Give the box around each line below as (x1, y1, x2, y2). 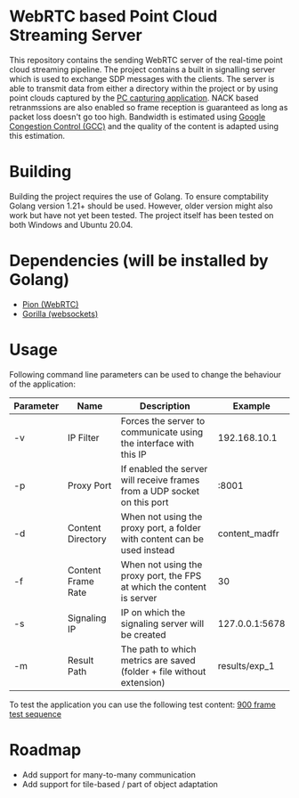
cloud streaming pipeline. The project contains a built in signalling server (9, 64, 276, 75)
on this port (120, 496, 169, 509)
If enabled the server (120, 462, 208, 475)
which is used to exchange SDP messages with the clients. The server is (9, 73, 275, 84)
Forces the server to (120, 414, 206, 427)
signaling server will (120, 617, 205, 630)
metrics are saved (120, 654, 196, 666)
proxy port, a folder (120, 521, 202, 533)
